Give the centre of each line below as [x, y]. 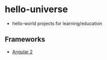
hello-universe [36, 9]
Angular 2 [22, 51]
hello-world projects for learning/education [57, 23]
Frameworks [25, 39]
